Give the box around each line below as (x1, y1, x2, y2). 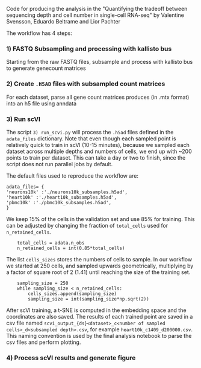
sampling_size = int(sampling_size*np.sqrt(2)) (28, 296, 149, 302)
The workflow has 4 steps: (6, 30, 72, 37)
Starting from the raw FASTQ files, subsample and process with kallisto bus (6, 58, 193, 66)
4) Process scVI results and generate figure (6, 354, 136, 362)
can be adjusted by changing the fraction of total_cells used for (6, 222, 169, 229)
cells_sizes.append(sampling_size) (28, 290, 117, 297)
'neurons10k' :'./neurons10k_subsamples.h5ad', (6, 189, 128, 195)
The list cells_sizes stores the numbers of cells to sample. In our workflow (6, 255, 193, 263)
